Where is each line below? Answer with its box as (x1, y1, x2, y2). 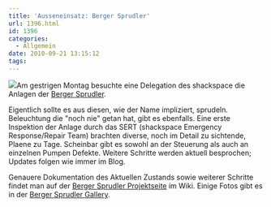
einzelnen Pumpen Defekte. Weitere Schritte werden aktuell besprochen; (8, 148, 252, 157)
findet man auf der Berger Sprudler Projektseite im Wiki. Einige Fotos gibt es (8, 180, 263, 191)
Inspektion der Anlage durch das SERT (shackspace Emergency (8, 122, 222, 132)
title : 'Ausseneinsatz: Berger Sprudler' (8, 11, 151, 20)
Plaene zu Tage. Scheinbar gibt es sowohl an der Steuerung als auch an (8, 139, 249, 149)
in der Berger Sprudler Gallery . (8, 189, 111, 199)
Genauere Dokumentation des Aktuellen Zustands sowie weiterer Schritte (8, 172, 254, 182)
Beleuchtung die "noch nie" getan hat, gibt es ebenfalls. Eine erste (8, 113, 231, 123)
